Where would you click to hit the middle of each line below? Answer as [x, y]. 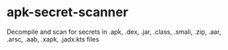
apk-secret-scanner [68, 12]
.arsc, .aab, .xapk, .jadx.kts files [53, 39]
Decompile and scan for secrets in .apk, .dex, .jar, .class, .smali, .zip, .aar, [114, 32]
